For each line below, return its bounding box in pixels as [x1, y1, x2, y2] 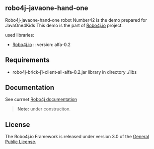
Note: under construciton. [17, 106, 71, 112]
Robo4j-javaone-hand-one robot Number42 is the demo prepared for [5, 17, 148, 23]
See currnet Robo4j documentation [5, 97, 77, 102]
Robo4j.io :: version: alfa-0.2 [12, 42, 71, 48]
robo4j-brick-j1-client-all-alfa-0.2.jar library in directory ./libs [12, 69, 137, 75]
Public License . [5, 139, 36, 145]
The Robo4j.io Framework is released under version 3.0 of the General [5, 134, 149, 140]
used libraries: [5, 32, 35, 38]
